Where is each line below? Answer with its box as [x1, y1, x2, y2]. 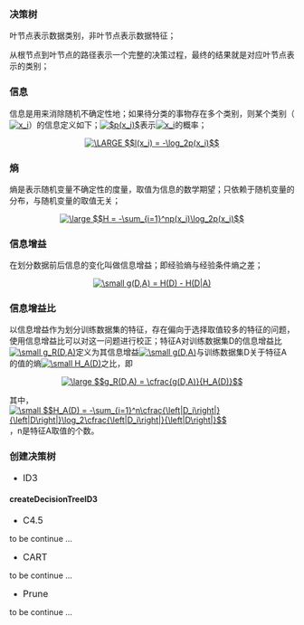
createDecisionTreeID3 [9, 494, 98, 505]
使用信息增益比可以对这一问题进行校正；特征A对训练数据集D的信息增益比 [9, 336, 282, 346]
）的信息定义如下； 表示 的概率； [28, 119, 207, 130]
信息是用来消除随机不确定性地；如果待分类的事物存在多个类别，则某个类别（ [9, 108, 295, 118]
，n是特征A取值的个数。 [9, 425, 100, 436]
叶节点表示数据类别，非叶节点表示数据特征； [9, 30, 176, 42]
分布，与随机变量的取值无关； [9, 194, 120, 205]
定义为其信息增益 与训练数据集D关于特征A [75, 346, 288, 358]
